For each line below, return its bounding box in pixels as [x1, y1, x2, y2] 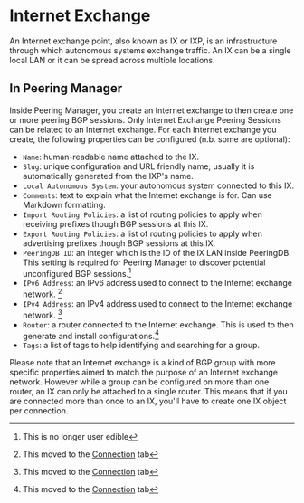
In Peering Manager [9, 81, 123, 96]
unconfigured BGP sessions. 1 [22, 266, 132, 279]
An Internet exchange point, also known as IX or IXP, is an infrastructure [9, 35, 278, 46]
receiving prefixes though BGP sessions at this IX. [22, 218, 209, 229]
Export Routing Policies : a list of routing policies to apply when [22, 228, 262, 239]
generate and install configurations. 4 [22, 328, 160, 341]
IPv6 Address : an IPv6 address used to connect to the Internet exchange [22, 278, 292, 289]
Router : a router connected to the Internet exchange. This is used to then [22, 318, 294, 330]
